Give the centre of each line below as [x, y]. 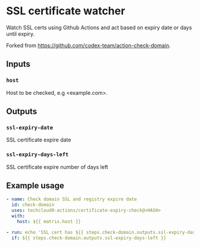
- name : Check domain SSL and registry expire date [71, 199]
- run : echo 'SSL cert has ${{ [45, 232]
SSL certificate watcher [66, 11]
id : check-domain [33, 205]
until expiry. [21, 33]
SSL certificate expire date [39, 140]
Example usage [35, 186]
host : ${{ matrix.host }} [49, 221]
